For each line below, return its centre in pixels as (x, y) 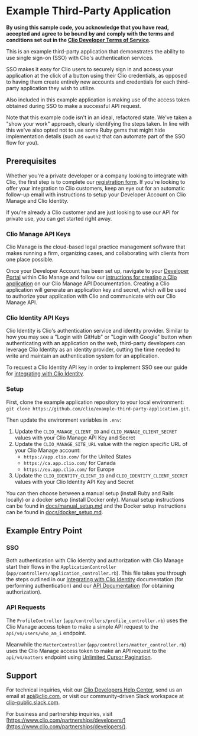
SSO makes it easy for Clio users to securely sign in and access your (90, 69)
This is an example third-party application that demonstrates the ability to (95, 51)
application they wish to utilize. (58, 88)
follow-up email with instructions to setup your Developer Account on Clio (96, 195)
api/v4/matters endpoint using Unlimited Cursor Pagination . (79, 657)
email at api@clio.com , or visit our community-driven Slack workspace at (95, 696)
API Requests (26, 607)
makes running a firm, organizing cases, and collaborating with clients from (98, 253)
